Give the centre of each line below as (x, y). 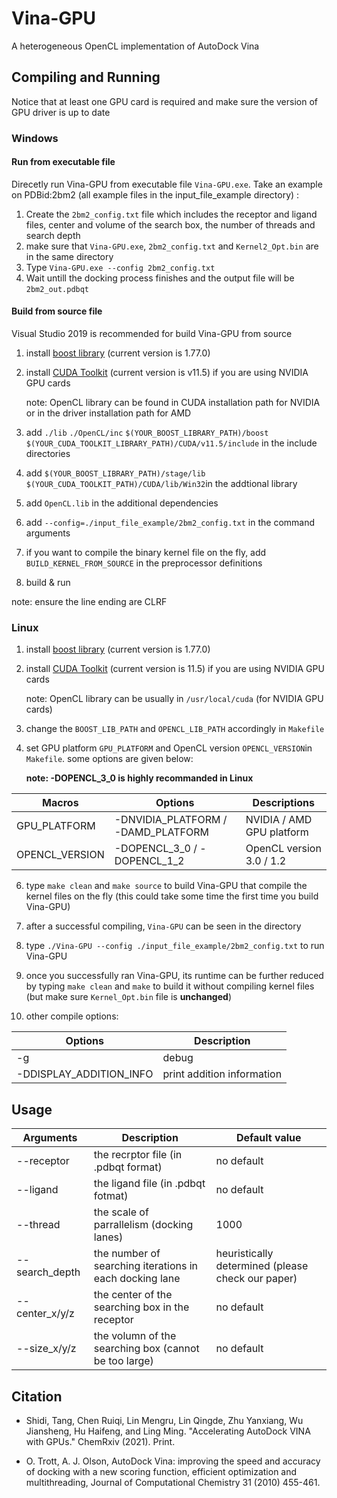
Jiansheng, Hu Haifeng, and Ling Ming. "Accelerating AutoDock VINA (168, 1431)
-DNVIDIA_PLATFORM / (171, 820)
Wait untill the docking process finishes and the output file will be (160, 278)
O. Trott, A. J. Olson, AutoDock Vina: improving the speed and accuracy (173, 1461)
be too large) (123, 1361)
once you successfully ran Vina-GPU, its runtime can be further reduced (174, 976)
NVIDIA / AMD (279, 820)
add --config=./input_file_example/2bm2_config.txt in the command (170, 523)
